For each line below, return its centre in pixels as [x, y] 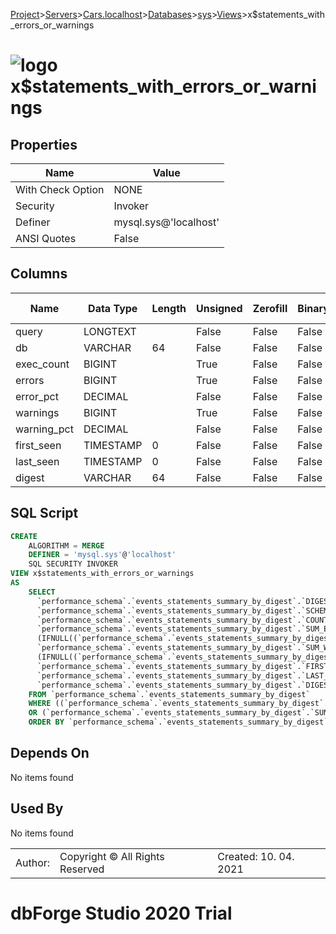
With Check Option [60, 189]
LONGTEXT [110, 331]
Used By [37, 809]
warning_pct [44, 429]
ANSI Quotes [46, 238]
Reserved [82, 869]
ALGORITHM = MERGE [66, 545]
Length [169, 308]
